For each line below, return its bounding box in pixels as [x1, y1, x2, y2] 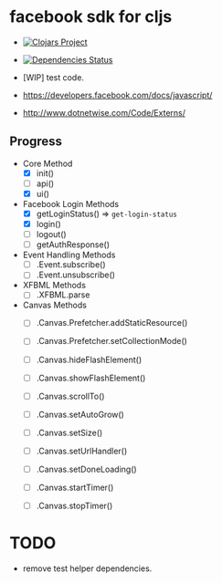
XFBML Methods [22, 280, 87, 291]
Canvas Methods [22, 299, 87, 311]
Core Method [22, 158, 73, 169]
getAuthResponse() [36, 239, 111, 250]
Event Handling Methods [22, 249, 116, 261]
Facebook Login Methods [22, 198, 120, 209]
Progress [9, 134, 62, 150]
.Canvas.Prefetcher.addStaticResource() [36, 318, 188, 328]
